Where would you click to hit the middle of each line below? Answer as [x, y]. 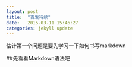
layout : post [22, 12]
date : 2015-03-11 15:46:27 [42, 23]
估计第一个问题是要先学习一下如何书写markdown [66, 46]
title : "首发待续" [29, 17]
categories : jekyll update [40, 28]
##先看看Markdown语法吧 [38, 58]
